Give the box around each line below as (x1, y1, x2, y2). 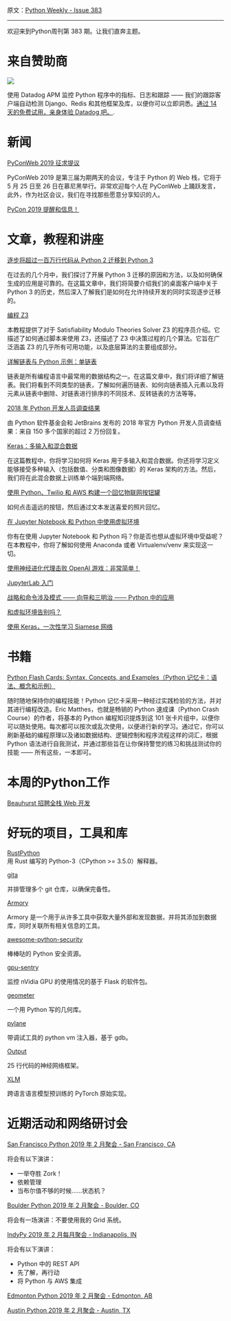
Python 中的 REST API (16, 1259, 80, 1268)
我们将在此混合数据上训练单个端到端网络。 (7, 474, 128, 482)
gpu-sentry (7, 963, 39, 971)
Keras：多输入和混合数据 (7, 441, 78, 450)
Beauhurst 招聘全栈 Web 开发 (7, 799, 91, 807)
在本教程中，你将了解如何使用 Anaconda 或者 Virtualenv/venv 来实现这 (7, 540, 208, 549)
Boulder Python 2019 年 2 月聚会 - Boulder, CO (7, 1201, 140, 1209)
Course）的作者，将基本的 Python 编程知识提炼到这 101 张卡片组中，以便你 (7, 713, 220, 721)
